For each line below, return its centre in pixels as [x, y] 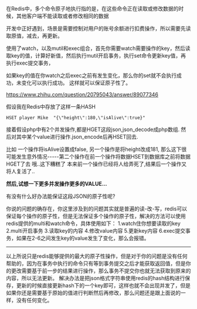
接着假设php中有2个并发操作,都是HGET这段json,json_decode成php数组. [93, 129]
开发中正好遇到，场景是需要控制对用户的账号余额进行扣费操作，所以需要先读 [98, 28]
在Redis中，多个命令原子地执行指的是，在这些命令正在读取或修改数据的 [92, 9]
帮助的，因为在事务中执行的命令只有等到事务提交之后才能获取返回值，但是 [96, 263]
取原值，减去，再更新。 [34, 36]
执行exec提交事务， [30, 63]
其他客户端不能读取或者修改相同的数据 [62, 16]
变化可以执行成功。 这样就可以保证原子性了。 [76, 83]
